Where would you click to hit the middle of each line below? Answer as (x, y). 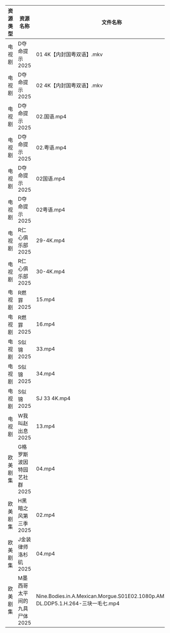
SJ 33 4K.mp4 (53, 398)
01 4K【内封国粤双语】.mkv (69, 54)
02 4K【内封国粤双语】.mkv (69, 85)
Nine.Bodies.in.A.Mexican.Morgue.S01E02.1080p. (96, 596)
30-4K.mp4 (51, 272)
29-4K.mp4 (51, 240)
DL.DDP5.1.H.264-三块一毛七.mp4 (78, 603)
